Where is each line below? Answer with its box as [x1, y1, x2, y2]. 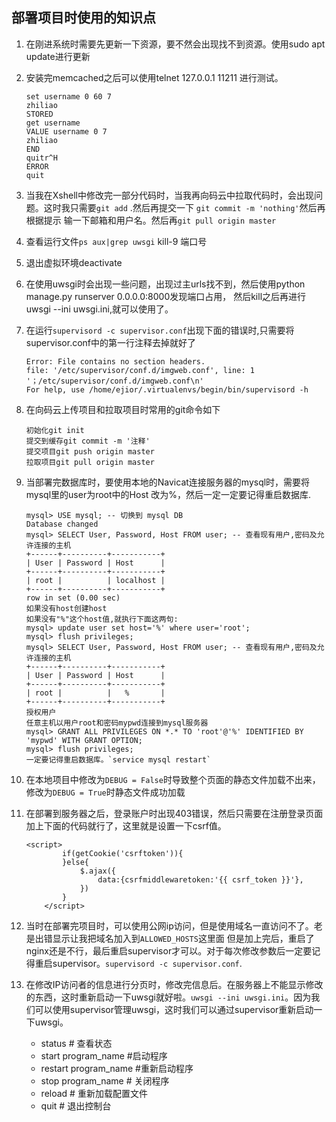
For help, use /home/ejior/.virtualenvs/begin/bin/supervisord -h [25, 384, 309, 395]
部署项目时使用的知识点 [11, 9, 156, 27]
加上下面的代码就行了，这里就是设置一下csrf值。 [25, 819, 227, 832]
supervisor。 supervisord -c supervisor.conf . [52, 957, 243, 969]
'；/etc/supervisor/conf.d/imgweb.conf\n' [25, 376, 204, 386]
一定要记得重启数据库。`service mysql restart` [25, 754, 212, 765]
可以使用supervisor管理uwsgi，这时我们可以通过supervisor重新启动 [34, 1003, 314, 1015]
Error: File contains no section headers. [25, 356, 206, 367]
